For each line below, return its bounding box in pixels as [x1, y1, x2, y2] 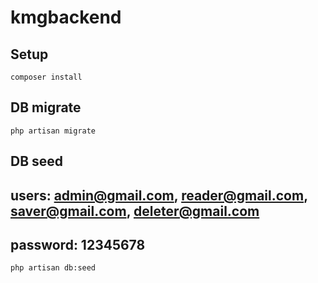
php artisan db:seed [10, 263, 97, 273]
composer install [10, 72, 83, 82]
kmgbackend [10, 6, 122, 29]
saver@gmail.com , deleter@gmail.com [10, 202, 260, 220]
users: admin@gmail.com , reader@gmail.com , [10, 187, 308, 204]
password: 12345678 [10, 236, 146, 253]
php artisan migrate [10, 126, 97, 136]
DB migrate [10, 99, 82, 116]
